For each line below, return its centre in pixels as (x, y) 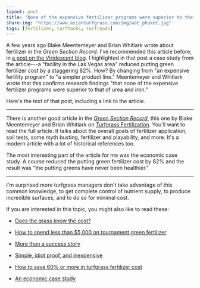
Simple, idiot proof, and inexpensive (59, 256)
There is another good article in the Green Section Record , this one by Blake (99, 118)
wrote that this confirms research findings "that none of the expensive (92, 83)
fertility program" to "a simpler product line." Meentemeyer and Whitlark (94, 77)
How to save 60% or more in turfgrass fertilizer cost (79, 267)
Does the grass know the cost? (53, 221)
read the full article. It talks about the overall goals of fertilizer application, (97, 131)
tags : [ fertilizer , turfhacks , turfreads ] (60, 28)
